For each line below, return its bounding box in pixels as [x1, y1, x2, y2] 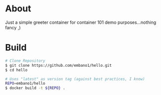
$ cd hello [5, 67, 28, 72]
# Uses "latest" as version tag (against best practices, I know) [5, 76, 145, 82]
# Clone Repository [5, 58, 46, 63]
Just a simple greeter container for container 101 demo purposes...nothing [5, 19, 157, 25]
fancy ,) [5, 24, 21, 30]
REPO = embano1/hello [5, 81, 46, 86]
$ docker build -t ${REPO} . [5, 86, 65, 91]
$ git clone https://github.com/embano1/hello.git [5, 63, 112, 68]
